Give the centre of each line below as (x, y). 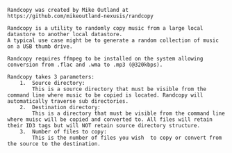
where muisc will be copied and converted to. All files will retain (110, 120)
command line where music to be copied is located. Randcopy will (105, 95)
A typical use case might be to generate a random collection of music (113, 40)
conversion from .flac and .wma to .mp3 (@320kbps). (85, 65)
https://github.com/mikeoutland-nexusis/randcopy (81, 16)
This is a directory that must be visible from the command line (129, 113)
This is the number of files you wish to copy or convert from (127, 138)
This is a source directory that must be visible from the (119, 89)
